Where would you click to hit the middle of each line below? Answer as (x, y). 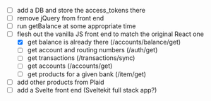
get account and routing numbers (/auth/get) (92, 50)
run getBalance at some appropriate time (76, 26)
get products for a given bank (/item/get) (86, 74)
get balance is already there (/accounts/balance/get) (104, 42)
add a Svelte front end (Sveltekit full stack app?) (87, 90)
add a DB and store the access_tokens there (81, 10)
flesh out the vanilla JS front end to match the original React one (110, 34)
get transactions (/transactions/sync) (81, 58)
